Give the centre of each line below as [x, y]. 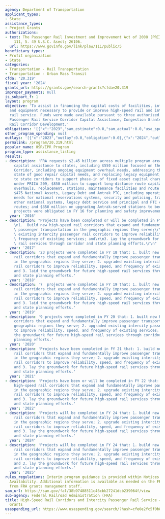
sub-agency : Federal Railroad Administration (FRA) [59, 495]
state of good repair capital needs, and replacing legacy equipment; [88, 175]
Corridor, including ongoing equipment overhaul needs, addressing [84, 170]
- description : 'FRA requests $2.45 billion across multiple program [78, 161]
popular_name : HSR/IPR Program [37, 147]
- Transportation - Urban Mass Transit [46, 74]
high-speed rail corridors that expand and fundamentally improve [83, 385]
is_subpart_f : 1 [22, 97]
